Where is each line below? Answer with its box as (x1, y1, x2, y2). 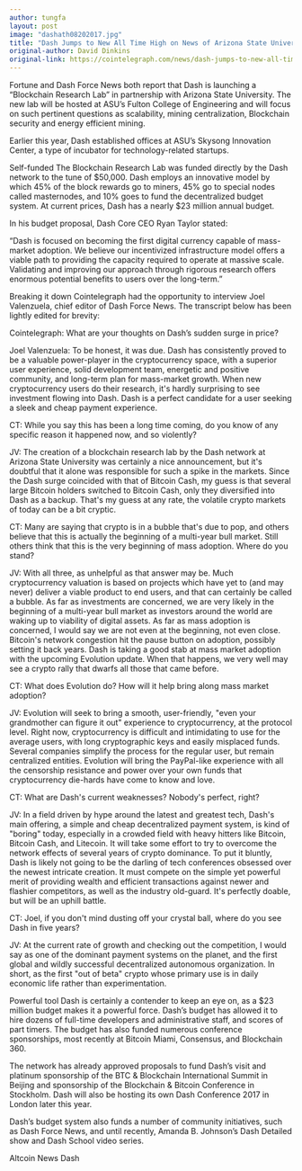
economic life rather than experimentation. (9, 978, 167, 988)
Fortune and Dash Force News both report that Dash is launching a (9, 80, 257, 90)
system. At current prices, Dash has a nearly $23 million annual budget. (9, 201, 275, 211)
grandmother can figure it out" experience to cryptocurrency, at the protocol (9, 717, 293, 728)
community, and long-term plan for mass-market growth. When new (9, 374, 262, 384)
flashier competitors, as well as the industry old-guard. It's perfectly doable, (9, 886, 291, 896)
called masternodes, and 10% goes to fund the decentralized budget (9, 191, 263, 201)
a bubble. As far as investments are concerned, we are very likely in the (9, 596, 275, 607)
